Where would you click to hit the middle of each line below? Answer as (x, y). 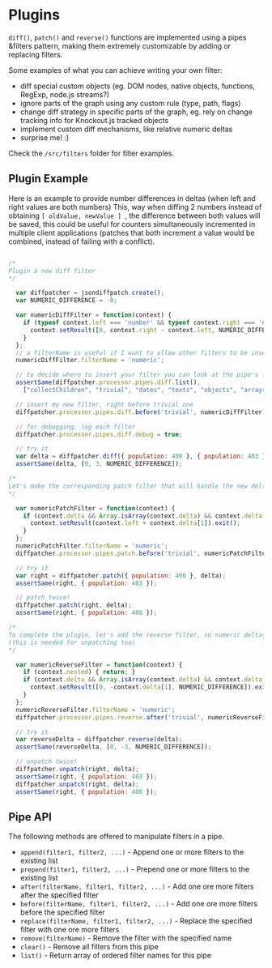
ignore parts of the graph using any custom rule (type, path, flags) (130, 103)
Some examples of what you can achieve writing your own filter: (115, 70)
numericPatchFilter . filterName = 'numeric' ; (92, 546)
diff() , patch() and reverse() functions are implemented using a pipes (127, 37)
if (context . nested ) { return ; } (79, 672)
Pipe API (30, 817)
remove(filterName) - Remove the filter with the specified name (126, 938)
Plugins (34, 15)
